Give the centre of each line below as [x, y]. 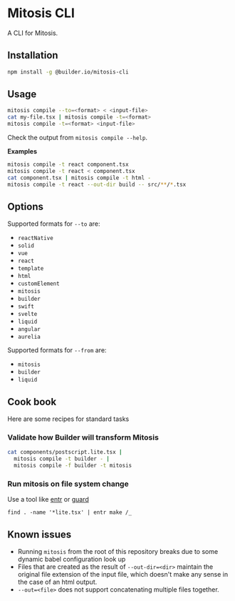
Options [26, 206]
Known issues [40, 534]
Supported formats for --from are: [57, 350]
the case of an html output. [57, 582]
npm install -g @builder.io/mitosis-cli [68, 72]
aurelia [29, 337]
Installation [33, 55]
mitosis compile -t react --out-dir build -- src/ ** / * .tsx [97, 184]
